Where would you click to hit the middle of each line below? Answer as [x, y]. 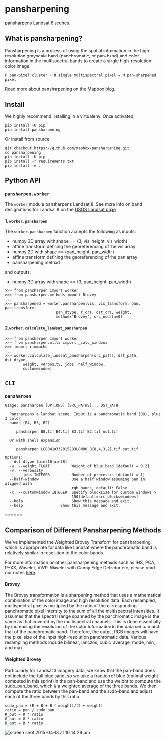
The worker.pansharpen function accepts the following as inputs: [71, 232]
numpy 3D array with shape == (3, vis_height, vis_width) [70, 241]
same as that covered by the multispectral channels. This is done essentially [83, 622]
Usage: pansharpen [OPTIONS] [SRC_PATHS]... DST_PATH [62, 406]
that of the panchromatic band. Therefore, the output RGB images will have [82, 632]
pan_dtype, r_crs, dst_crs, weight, [94, 313]
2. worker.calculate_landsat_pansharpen [46, 328]
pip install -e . [23, 165]
